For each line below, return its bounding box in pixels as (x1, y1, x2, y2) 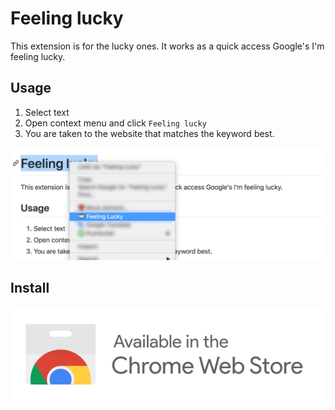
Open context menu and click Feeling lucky (24, 117, 207, 129)
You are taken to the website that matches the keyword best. (24, 127, 275, 139)
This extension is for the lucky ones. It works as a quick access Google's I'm (10, 40, 325, 52)
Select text (24, 106, 70, 118)
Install (10, 280, 50, 297)
